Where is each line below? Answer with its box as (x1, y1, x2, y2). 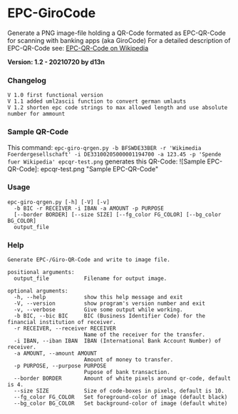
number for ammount (7, 111, 66, 118)
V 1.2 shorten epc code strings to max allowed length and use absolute (7, 104, 228, 111)
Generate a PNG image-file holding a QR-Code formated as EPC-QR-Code (7, 29, 226, 37)
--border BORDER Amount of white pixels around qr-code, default (14, 375, 232, 383)
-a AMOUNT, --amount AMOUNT (14, 350, 98, 358)
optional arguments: (7, 288, 69, 295)
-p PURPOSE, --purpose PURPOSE (14, 363, 107, 370)
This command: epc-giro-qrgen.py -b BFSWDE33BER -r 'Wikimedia (7, 143, 202, 151)
